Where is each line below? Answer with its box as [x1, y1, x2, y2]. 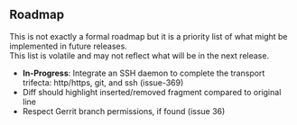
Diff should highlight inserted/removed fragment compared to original [22, 86, 282, 97]
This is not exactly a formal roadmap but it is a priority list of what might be [9, 31, 288, 41]
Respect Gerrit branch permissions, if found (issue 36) [22, 105, 226, 116]
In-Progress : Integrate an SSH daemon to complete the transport [22, 67, 265, 78]
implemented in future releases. [9, 40, 128, 51]
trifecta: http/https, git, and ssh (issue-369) [22, 76, 184, 88]
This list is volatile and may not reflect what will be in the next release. [9, 49, 269, 61]
